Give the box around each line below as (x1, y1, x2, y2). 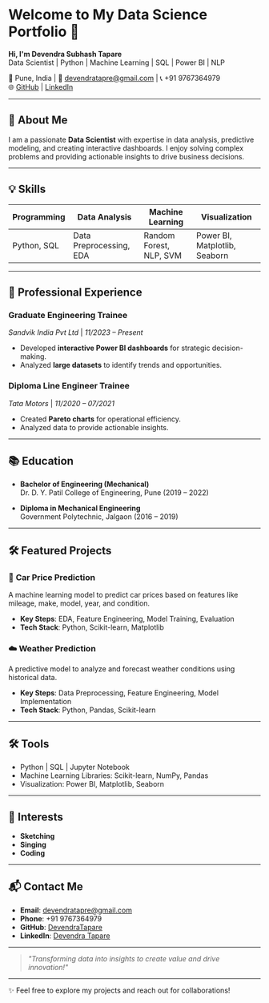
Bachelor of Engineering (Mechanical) (19, 479, 150, 489)
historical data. (8, 673, 58, 683)
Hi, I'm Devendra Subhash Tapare (8, 49, 122, 58)
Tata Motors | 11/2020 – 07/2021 (8, 398, 114, 408)
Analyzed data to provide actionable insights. (19, 422, 170, 432)
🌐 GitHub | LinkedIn (8, 82, 74, 91)
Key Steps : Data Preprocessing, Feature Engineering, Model (19, 688, 219, 698)
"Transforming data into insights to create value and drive (27, 953, 220, 963)
